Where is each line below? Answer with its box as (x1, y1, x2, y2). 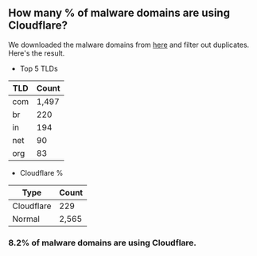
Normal (12, 213, 40, 224)
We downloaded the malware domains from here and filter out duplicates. (8, 40, 250, 49)
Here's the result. (8, 48, 65, 58)
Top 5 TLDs (19, 64, 58, 73)
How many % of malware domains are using (8, 6, 231, 20)
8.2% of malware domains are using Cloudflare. (8, 237, 197, 248)
